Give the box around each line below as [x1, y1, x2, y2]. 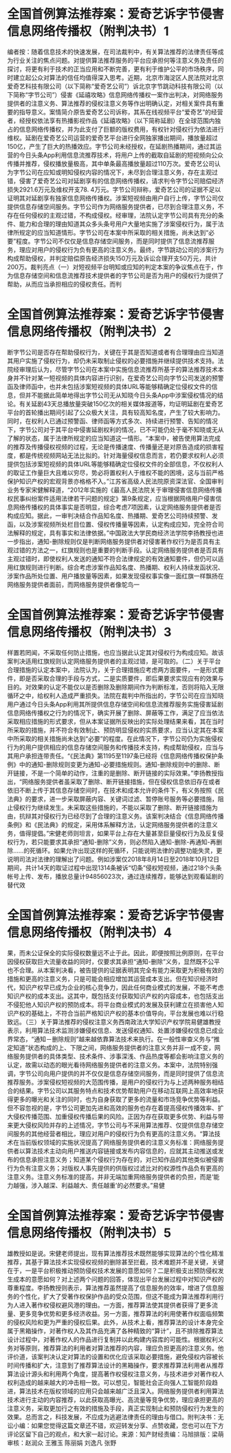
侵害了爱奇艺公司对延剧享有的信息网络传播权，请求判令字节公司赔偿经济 [19, 176, 224, 185]
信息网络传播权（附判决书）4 [7, 925, 172, 940]
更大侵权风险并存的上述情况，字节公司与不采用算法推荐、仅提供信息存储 [12, 1120, 218, 1129]
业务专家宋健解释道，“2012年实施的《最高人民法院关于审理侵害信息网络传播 [7, 485, 222, 494]
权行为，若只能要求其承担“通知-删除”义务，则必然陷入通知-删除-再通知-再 [7, 837, 217, 846]
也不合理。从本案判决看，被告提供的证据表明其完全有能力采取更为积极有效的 [7, 965, 224, 974]
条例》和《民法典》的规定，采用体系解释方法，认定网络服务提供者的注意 [7, 820, 212, 828]
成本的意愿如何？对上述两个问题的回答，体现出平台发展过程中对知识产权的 [12, 1275, 224, 1283]
